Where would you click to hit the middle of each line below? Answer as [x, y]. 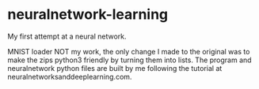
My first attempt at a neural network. [67, 36]
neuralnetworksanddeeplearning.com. [70, 76]
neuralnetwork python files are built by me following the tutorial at [115, 68]
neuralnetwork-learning [88, 15]
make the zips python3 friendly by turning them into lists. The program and [129, 60]
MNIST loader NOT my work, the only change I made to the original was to [129, 51]
